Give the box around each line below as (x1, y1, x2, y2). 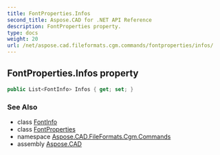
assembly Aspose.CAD (16, 139, 82, 148)
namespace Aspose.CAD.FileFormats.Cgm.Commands (16, 132, 171, 141)
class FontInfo (16, 118, 57, 126)
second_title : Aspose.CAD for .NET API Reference (7, 17, 153, 23)
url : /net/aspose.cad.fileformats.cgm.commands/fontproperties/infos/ (7, 42, 214, 49)
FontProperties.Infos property (7, 68, 139, 79)
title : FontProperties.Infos (7, 10, 91, 17)
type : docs (7, 29, 38, 37)
